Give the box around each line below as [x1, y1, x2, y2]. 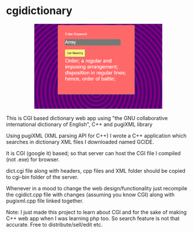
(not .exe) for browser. [6, 156, 60, 163]
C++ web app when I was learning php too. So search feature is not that [6, 215, 180, 222]
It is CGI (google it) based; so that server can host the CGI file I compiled [6, 150, 181, 157]
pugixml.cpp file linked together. [6, 197, 84, 204]
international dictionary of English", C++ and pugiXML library [6, 121, 153, 128]
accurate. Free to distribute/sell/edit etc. [6, 221, 103, 228]
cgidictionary [6, 4, 73, 18]
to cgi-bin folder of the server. [6, 174, 79, 181]
